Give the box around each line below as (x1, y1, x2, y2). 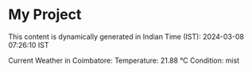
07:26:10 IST (8, 40, 49, 49)
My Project (8, 6, 82, 24)
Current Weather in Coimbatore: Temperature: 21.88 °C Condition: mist (8, 56, 240, 65)
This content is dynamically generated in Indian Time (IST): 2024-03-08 (8, 32, 245, 41)
